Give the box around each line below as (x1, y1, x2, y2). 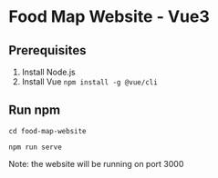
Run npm (8, 103, 61, 118)
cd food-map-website (8, 126, 88, 135)
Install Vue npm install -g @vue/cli (21, 76, 159, 87)
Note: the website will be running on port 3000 (8, 158, 184, 169)
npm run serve (8, 143, 63, 152)
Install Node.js (21, 66, 76, 77)
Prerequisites (8, 43, 87, 58)
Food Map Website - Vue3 (8, 6, 211, 27)
